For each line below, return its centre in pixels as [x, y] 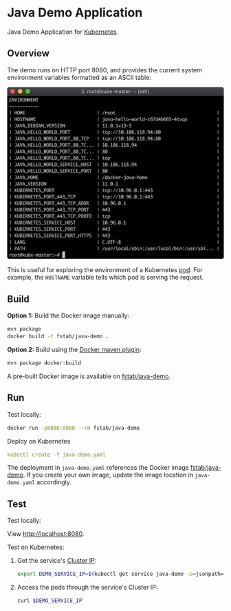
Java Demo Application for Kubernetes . [63, 32]
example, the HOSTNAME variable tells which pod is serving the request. [106, 278]
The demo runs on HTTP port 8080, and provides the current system [105, 70]
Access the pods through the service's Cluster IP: [87, 588]
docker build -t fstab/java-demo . [58, 336]
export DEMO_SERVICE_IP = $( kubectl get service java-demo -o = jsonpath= [120, 574]
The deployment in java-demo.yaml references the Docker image [98, 468]
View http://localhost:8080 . [46, 534]
